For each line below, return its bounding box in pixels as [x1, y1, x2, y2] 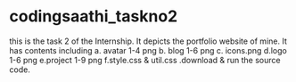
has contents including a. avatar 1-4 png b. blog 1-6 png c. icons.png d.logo [9, 45, 287, 55]
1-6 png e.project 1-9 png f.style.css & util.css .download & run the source [9, 54, 281, 65]
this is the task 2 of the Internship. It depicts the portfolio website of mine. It [9, 36, 287, 46]
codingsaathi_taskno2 [9, 6, 178, 27]
